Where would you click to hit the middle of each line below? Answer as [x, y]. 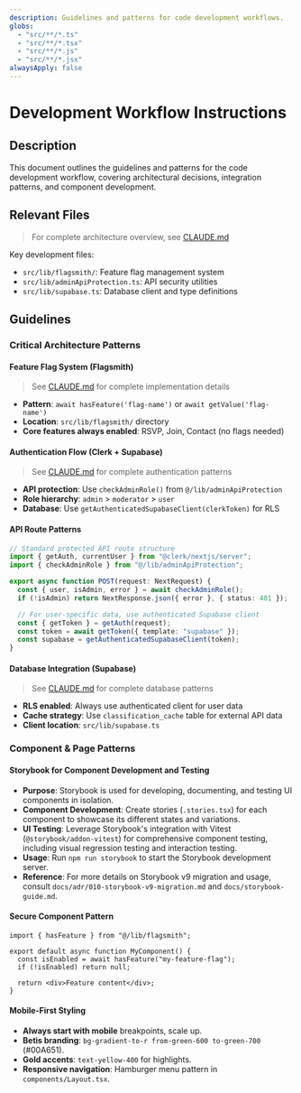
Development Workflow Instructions [148, 113]
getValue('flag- [239, 405]
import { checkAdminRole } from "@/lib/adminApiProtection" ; [127, 565]
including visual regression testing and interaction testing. [129, 848]
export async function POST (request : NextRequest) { [110, 582]
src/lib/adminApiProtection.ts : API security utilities [120, 282]
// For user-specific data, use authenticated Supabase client [138, 615]
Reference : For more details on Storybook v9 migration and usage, [147, 876]
